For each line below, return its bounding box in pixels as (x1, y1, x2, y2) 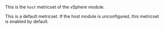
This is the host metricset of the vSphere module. (5, 4, 105, 10)
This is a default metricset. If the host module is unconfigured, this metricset (5, 14, 159, 19)
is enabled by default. (5, 19, 49, 24)
